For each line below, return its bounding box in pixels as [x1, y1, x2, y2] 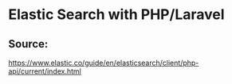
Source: [8, 37, 49, 51]
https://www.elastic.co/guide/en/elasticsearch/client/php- [8, 58, 199, 67]
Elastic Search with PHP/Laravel [8, 6, 225, 24]
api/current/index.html [8, 67, 82, 76]
